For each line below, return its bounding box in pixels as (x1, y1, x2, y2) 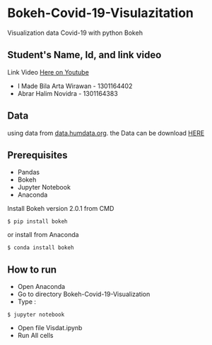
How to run (7, 263, 57, 275)
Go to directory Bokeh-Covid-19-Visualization (17, 290, 151, 299)
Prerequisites (7, 149, 68, 161)
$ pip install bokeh (7, 218, 69, 225)
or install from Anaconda (7, 231, 79, 239)
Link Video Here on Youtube (7, 67, 90, 76)
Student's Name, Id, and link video (7, 49, 162, 61)
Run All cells (17, 332, 54, 340)
